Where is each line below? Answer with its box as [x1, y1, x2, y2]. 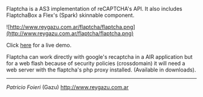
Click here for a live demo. [6, 42, 72, 48]
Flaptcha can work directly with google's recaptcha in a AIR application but [6, 53, 193, 60]
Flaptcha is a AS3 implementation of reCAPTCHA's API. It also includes [6, 5, 182, 12]
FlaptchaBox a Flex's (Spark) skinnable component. [6, 12, 135, 19]
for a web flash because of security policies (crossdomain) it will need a [6, 60, 185, 67]
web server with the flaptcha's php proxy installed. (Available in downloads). [6, 66, 196, 73]
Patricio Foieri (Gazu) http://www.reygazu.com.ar [6, 84, 129, 90]
